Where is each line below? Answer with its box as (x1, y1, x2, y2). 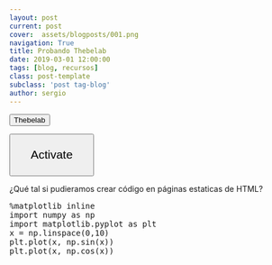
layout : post (9, 13, 59, 23)
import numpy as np (9, 209, 95, 220)
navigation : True (9, 38, 75, 48)
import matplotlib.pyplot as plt (9, 218, 158, 229)
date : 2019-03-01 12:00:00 (9, 55, 111, 64)
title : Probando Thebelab (9, 47, 106, 56)
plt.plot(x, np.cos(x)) (9, 245, 114, 256)
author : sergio (9, 88, 67, 97)
